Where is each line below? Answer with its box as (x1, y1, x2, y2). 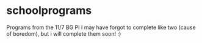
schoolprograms (6, 4, 92, 18)
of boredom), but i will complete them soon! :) (6, 30, 121, 37)
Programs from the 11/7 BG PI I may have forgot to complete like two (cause (6, 24, 197, 31)
